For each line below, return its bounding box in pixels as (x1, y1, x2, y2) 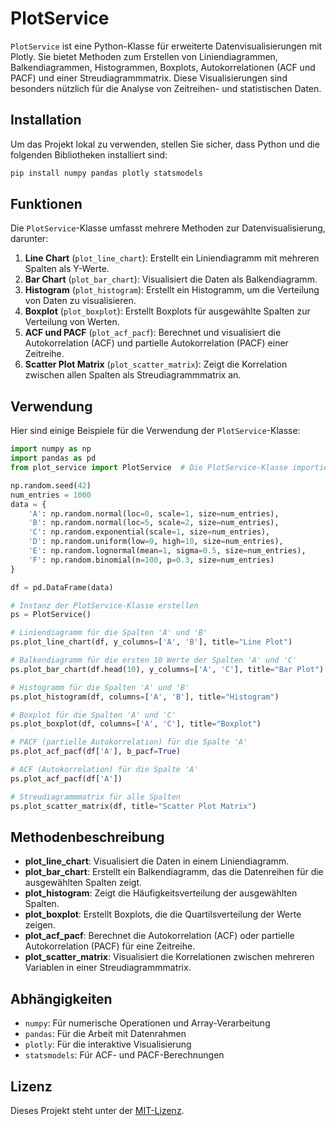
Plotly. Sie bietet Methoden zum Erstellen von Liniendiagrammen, (10, 50, 278, 62)
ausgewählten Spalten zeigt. (24, 877, 143, 889)
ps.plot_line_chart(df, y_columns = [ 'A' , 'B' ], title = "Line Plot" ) (10, 637, 293, 647)
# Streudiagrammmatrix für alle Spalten (10, 792, 182, 802)
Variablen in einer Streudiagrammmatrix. (24, 962, 192, 974)
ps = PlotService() (10, 610, 92, 620)
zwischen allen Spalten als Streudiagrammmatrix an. (24, 369, 242, 381)
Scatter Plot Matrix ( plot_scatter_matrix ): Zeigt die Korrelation (24, 358, 288, 371)
